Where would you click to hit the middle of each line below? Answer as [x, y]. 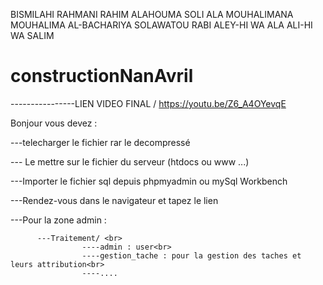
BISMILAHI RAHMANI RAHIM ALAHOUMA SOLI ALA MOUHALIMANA [152, 14]
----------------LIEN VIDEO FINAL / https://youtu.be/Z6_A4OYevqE [148, 103]
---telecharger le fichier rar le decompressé [100, 142]
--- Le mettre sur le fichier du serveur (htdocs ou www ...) [130, 161]
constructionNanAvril [102, 76]
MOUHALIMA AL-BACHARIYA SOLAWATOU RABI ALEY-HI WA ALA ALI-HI [161, 25]
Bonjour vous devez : [54, 123]
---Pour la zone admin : [58, 220]
